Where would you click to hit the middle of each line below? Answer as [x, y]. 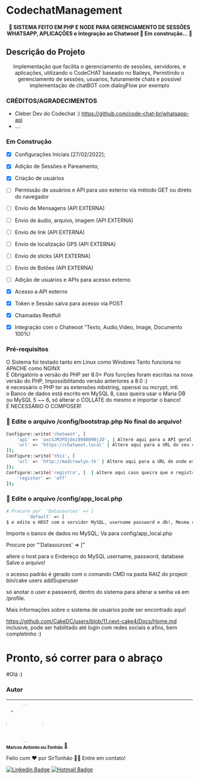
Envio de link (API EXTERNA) [49, 232]
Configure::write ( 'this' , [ [41, 456]
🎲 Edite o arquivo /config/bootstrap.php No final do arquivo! [94, 422]
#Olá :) [14, 675]
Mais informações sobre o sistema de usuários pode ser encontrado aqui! [96, 610]
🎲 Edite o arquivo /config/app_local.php [64, 499]
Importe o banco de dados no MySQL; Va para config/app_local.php [89, 533]
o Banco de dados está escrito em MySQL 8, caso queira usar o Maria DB [96, 394]
